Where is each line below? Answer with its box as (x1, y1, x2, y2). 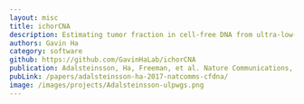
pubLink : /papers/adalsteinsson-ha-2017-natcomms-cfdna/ (9, 72, 229, 81)
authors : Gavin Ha (9, 38, 79, 48)
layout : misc (9, 13, 59, 23)
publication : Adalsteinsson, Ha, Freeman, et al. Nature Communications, (9, 64, 294, 73)
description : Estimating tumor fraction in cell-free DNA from (9, 30, 253, 39)
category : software (9, 47, 83, 56)
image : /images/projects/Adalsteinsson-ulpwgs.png (9, 80, 204, 90)
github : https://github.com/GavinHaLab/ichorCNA (9, 55, 196, 64)
